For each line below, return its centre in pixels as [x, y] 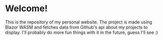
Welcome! [26, 9]
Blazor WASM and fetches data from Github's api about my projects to [77, 27]
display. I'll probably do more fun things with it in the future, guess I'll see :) [81, 32]
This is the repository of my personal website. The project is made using [79, 22]
